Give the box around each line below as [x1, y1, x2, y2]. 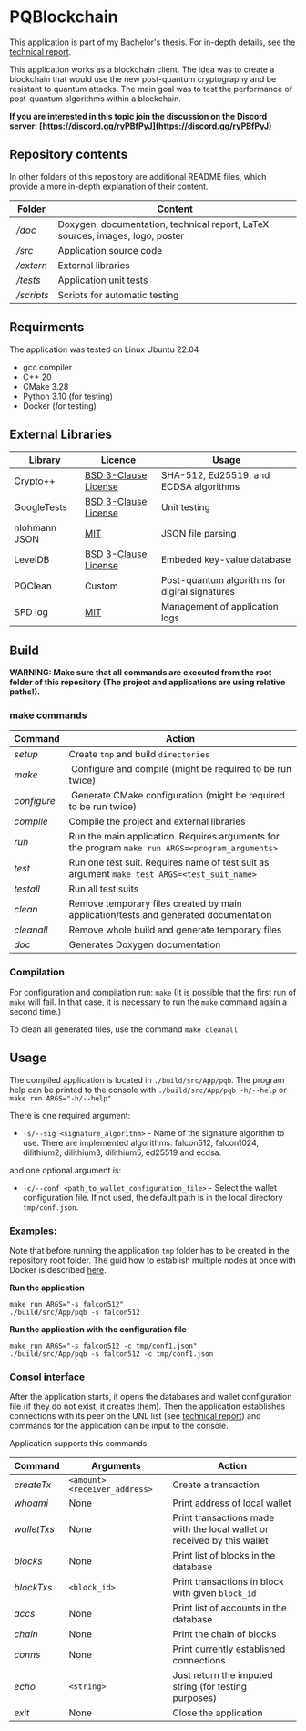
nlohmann [14, 522, 57, 535]
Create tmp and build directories [68, 748, 210, 761]
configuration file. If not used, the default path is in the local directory [22, 1192, 284, 1203]
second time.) [9, 1006, 62, 1017]
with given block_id [172, 1587, 257, 1600]
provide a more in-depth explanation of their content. [9, 181, 209, 192]
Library [28, 454, 61, 466]
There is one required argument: [9, 1110, 131, 1121]
